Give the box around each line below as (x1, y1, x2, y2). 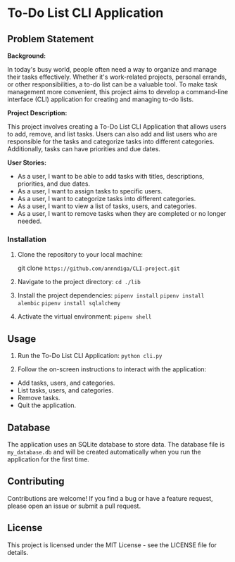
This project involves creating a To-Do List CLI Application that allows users (7, 122, 227, 131)
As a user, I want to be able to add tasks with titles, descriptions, (17, 172, 205, 180)
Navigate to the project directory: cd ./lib (17, 278, 141, 286)
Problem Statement (7, 33, 94, 45)
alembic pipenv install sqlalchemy (17, 300, 121, 307)
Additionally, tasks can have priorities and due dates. (7, 145, 160, 153)
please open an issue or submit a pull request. (7, 502, 141, 510)
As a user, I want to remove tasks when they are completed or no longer (17, 210, 227, 217)
